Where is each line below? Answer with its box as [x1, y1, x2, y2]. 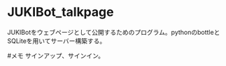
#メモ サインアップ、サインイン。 [7, 51, 105, 60]
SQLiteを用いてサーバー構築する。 [7, 36, 106, 45]
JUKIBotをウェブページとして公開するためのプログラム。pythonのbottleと [7, 28, 220, 36]
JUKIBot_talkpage [7, 4, 114, 20]
